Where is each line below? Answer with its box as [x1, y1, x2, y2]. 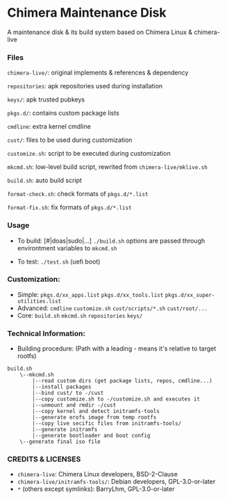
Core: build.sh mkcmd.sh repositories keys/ [17, 311, 143, 319]
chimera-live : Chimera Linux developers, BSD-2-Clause [17, 470, 178, 478]
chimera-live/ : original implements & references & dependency [7, 68, 189, 77]
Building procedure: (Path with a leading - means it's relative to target [17, 344, 217, 353]
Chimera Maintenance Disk [7, 5, 167, 21]
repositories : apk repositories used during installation [7, 82, 163, 90]
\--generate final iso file [19, 438, 101, 446]
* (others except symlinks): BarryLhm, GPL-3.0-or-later [17, 485, 175, 493]
